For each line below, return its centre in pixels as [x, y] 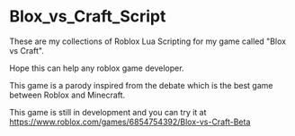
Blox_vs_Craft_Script [88, 17]
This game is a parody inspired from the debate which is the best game [141, 85]
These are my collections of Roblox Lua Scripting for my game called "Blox [147, 41]
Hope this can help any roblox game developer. [97, 68]
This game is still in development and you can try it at [108, 112]
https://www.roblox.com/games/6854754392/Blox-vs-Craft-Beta [130, 122]
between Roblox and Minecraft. [67, 95]
